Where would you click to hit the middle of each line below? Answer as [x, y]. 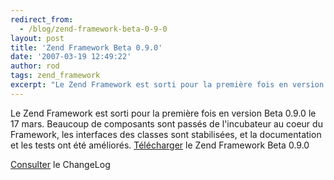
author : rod [35, 66]
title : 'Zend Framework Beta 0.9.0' [86, 47]
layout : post [37, 38]
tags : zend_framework [55, 76]
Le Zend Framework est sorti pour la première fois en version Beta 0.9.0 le [163, 113]
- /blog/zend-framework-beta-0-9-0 [93, 29]
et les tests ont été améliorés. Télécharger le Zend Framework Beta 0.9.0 [160, 145]
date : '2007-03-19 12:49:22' [71, 57]
